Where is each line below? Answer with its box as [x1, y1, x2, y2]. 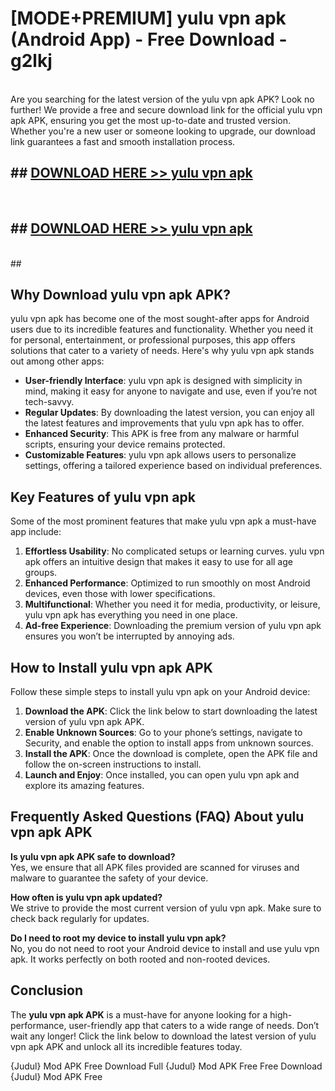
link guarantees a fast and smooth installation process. [10, 135, 236, 147]
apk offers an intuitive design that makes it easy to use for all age [24, 556, 293, 568]
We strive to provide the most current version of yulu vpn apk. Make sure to [10, 902, 322, 914]
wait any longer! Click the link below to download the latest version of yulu [10, 1030, 317, 1042]
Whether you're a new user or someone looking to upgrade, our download [10, 125, 316, 137]
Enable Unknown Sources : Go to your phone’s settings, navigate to [24, 727, 303, 738]
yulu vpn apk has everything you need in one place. [24, 609, 238, 621]
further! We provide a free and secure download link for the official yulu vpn [10, 103, 323, 116]
